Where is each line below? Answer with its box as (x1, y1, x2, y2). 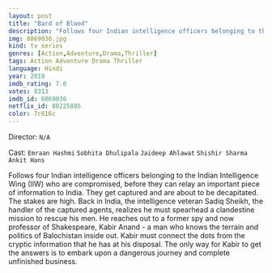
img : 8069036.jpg (8, 34, 67, 43)
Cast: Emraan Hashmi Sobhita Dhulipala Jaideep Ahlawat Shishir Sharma (8, 147, 249, 157)
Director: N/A (8, 132, 51, 142)
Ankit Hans (8, 156, 45, 164)
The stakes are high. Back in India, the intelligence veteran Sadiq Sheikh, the (8, 196, 264, 206)
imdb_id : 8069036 (8, 95, 67, 103)
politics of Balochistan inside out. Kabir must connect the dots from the (8, 231, 245, 240)
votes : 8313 (8, 87, 49, 96)
